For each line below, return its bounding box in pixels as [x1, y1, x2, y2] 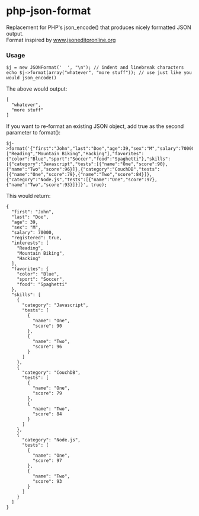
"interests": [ [11, 240, 49, 246]
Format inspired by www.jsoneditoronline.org [6, 36, 116, 43]
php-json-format [6, 4, 91, 18]
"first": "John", [11, 209, 54, 215]
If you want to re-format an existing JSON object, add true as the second [6, 123, 184, 130]
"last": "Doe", [11, 214, 49, 220]
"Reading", [17, 245, 44, 251]
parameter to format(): [6, 129, 61, 136]
